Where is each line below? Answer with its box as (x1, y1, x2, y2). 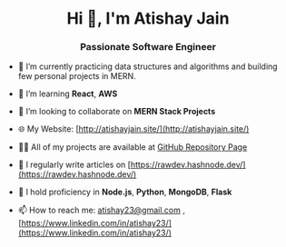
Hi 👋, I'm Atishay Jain (66, 8, 230, 29)
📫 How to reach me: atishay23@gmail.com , (17, 204, 186, 216)
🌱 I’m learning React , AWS (17, 88, 118, 99)
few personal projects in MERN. (17, 71, 136, 82)
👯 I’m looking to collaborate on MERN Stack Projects (17, 106, 216, 117)
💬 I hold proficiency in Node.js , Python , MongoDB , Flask (17, 186, 232, 198)
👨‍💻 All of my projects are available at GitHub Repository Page (17, 142, 248, 153)
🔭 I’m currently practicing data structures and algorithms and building (17, 61, 279, 72)
